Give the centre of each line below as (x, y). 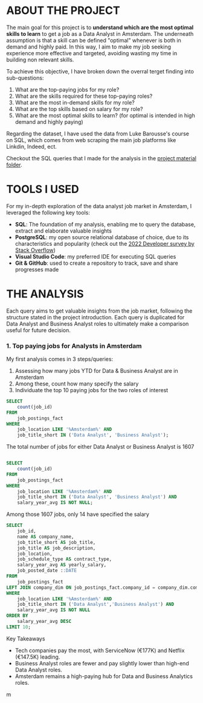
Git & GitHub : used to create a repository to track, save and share (96, 263)
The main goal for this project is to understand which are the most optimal (100, 27)
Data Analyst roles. (38, 670)
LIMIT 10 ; (19, 627)
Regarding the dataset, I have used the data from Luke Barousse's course (98, 134)
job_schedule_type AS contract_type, (65, 559)
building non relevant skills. (40, 59)
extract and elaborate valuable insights (63, 231)
